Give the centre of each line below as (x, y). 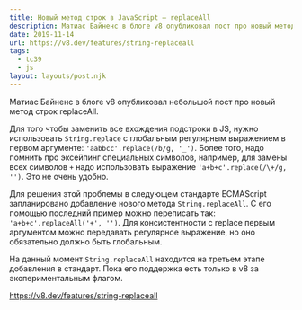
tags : (19, 51)
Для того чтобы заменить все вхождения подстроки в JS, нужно (134, 128)
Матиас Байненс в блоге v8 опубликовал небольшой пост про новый (142, 102)
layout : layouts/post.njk (58, 76)
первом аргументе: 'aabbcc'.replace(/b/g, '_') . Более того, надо (137, 147)
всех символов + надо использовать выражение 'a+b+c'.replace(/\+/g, (148, 166)
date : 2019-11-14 (42, 34)
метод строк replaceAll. (54, 111)
